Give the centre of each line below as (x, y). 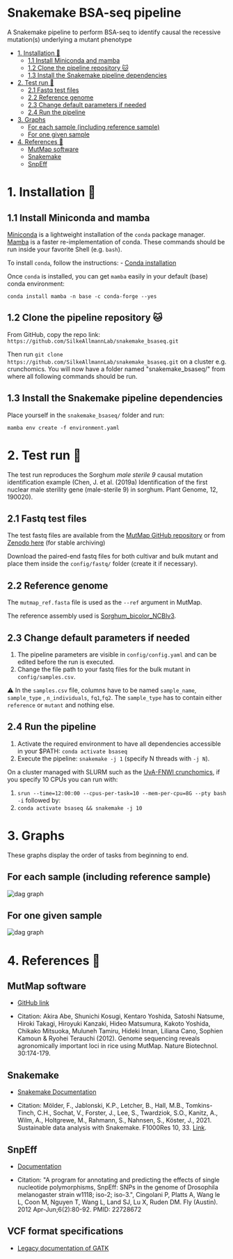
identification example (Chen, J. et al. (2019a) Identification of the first (107, 482)
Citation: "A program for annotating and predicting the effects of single (119, 1180)
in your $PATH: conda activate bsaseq (72, 751)
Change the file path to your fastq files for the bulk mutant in (104, 669)
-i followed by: (39, 800)
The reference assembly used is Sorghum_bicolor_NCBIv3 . (92, 616)
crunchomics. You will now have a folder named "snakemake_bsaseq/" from (116, 369)
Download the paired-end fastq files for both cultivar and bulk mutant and (113, 556)
